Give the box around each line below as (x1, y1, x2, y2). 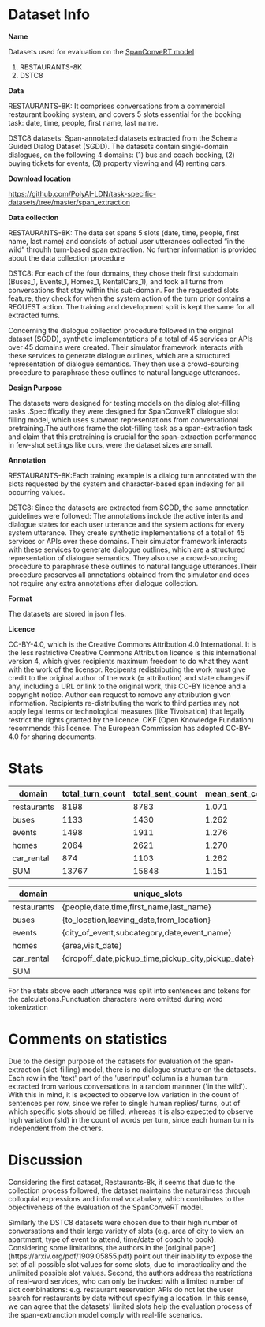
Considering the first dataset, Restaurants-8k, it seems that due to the (8, 1177, 236, 1186)
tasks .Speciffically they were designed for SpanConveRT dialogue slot (8, 407, 239, 416)
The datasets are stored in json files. (8, 609, 127, 618)
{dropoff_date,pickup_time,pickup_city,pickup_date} (62, 953, 255, 964)
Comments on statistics (8, 1030, 168, 1048)
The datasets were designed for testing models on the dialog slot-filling (8, 398, 241, 407)
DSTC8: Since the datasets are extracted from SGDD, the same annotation (8, 503, 250, 512)
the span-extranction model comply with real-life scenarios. (8, 1310, 203, 1319)
